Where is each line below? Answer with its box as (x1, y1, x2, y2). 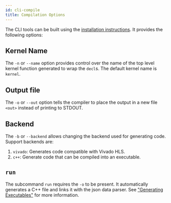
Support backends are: (5, 139, 54, 145)
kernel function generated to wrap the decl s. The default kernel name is (5, 65, 157, 72)
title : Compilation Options (5, 12, 66, 17)
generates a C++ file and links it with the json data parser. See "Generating (5, 186, 163, 192)
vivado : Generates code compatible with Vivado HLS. (12, 148, 125, 154)
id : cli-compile (5, 7, 40, 13)
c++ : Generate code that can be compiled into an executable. (12, 154, 141, 160)
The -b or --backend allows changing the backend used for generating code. (5, 133, 166, 139)
